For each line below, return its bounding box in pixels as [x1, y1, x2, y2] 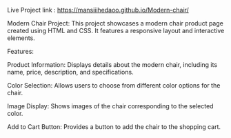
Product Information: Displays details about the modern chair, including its [7, 61, 218, 68]
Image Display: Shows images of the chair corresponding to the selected [7, 102, 214, 110]
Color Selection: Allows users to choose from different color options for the [7, 81, 221, 89]
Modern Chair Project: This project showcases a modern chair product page [7, 19, 224, 27]
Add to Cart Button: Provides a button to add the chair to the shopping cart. [7, 123, 221, 130]
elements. [7, 34, 36, 42]
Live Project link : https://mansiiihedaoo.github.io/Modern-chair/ [7, 6, 190, 14]
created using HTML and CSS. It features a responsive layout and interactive [7, 27, 225, 34]
